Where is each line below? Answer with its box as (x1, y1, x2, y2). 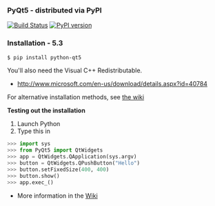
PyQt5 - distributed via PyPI (7, 6, 102, 15)
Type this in (17, 127, 50, 136)
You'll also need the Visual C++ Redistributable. (7, 66, 143, 74)
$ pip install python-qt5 (7, 54, 81, 61)
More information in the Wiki (17, 192, 98, 200)
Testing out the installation (7, 106, 86, 115)
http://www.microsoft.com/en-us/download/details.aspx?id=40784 (17, 80, 208, 88)
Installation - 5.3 (7, 39, 63, 48)
